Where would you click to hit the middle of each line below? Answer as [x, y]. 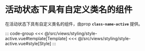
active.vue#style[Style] [28, 43]
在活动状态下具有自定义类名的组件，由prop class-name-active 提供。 [74, 24]
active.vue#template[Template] [36, 38]
